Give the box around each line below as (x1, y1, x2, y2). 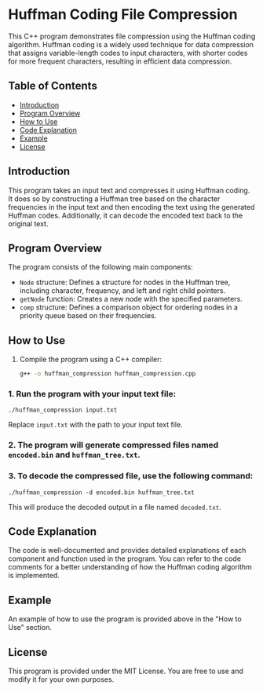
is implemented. (8, 571, 60, 580)
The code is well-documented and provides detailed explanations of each (8, 546, 247, 555)
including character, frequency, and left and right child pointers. (19, 286, 226, 295)
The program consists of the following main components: (8, 262, 194, 272)
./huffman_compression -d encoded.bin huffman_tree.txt (8, 489, 195, 496)
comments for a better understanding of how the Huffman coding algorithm (8, 562, 253, 572)
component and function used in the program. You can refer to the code (8, 554, 242, 563)
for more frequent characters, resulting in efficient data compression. (8, 57, 232, 66)
